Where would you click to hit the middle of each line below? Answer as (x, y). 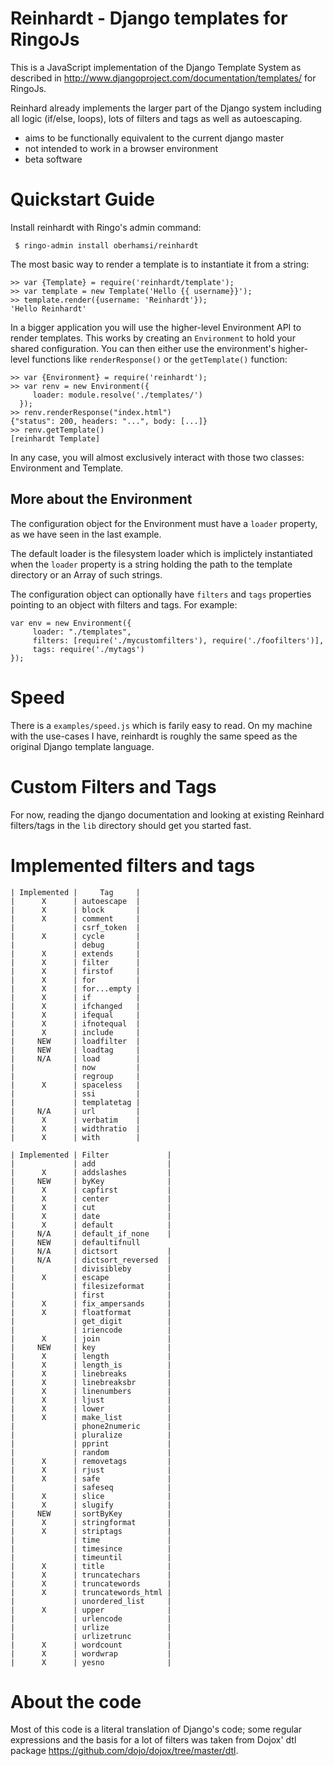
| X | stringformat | (91, 1522)
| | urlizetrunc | (91, 1636)
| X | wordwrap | (91, 1653)
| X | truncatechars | (91, 1575)
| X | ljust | (91, 1400)
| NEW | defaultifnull (75, 1242)
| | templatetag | (75, 1102)
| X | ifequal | (75, 1015)
